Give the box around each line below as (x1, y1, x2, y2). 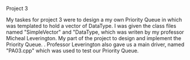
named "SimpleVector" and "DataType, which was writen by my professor (6, 29, 185, 36)
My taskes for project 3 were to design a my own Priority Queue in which (6, 16, 182, 23)
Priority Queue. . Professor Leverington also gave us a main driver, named (6, 41, 185, 48)
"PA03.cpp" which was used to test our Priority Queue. (6, 47, 139, 54)
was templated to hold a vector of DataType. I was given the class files (6, 23, 177, 29)
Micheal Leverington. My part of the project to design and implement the (6, 35, 182, 41)
